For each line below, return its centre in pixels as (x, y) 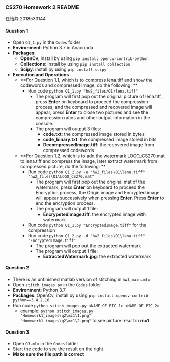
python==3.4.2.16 (31, 300)
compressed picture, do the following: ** (63, 166)
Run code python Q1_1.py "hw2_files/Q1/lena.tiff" (83, 90)
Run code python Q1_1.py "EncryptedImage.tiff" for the (87, 225)
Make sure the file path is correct (48, 354)
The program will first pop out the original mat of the (90, 182)
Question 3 (17, 332)
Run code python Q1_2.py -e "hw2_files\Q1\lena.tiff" (86, 172)
